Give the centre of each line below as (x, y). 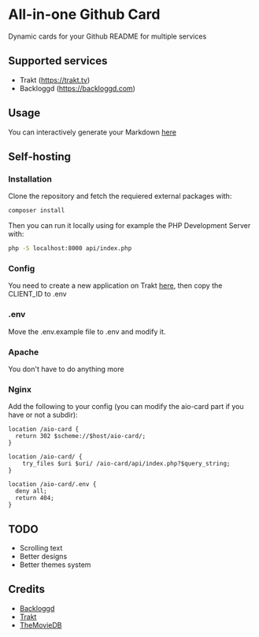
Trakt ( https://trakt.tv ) (55, 79)
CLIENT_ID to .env (37, 294)
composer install (37, 211)
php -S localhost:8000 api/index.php (70, 249)
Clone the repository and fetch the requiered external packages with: (120, 196)
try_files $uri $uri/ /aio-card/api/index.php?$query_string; (126, 464)
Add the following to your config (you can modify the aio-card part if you (126, 407)
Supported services (58, 61)
